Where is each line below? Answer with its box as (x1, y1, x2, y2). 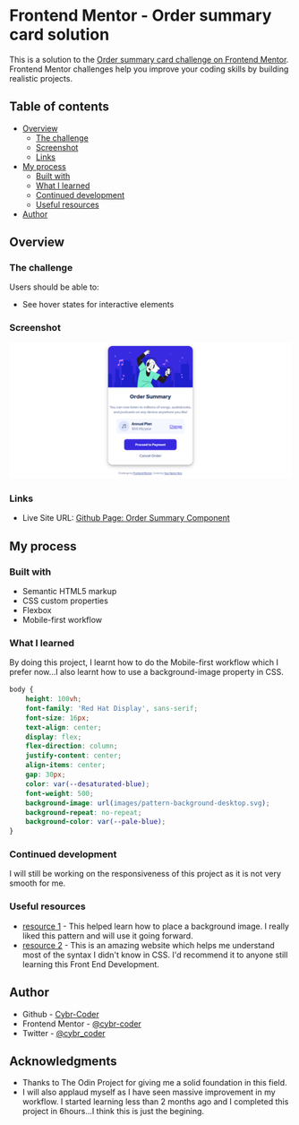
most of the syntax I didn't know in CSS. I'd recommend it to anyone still (21, 949, 288, 960)
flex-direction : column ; (25, 741, 118, 751)
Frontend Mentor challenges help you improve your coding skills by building (9, 64, 289, 74)
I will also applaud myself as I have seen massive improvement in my (21, 1086, 276, 1098)
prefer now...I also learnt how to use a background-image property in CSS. (9, 667, 284, 678)
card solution (9, 24, 110, 45)
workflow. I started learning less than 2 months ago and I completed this (21, 1096, 289, 1107)
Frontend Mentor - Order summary (9, 5, 272, 26)
